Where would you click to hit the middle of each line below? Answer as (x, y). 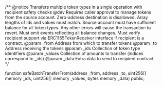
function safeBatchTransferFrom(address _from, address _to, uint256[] (76, 73)
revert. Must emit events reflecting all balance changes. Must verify (73, 33)
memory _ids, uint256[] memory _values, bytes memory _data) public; (75, 78)
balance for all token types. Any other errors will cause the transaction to (78, 28)
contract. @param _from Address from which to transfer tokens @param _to (81, 43)
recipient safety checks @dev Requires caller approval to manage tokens (78, 12)
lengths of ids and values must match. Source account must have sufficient (81, 22)
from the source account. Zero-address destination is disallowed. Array (77, 17)
